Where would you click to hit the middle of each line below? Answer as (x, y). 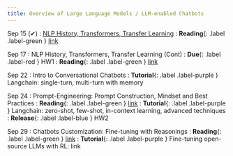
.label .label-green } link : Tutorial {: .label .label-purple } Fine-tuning (105, 139)
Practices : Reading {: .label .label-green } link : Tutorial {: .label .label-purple (116, 103)
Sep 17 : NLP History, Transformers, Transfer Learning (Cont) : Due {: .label (114, 54)
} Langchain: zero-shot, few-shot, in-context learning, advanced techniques (116, 110)
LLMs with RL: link (55, 146)
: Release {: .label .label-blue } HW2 (58, 118)
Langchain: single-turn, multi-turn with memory (75, 82)
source (17, 146)
